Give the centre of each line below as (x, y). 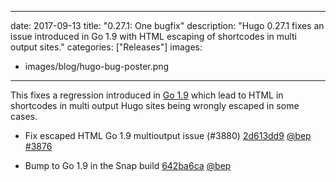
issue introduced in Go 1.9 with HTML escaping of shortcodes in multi (153, 36)
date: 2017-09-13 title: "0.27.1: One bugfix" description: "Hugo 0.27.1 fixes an (167, 25)
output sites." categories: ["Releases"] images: (106, 47)
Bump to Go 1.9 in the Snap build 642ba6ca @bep (128, 165)
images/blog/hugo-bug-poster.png (97, 66)
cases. (24, 116)
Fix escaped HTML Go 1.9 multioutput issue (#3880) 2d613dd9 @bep (168, 135)
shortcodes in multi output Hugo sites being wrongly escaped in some (155, 105)
